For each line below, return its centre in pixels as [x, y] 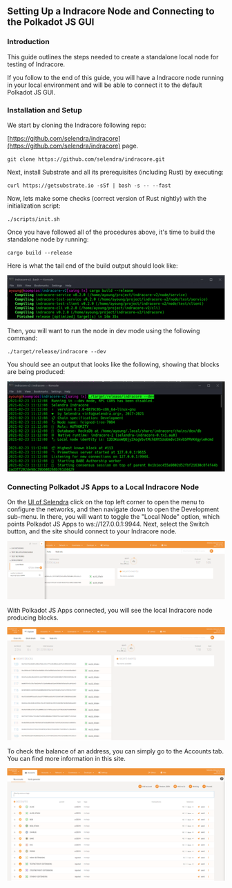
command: [22, 338]
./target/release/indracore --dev [57, 351]
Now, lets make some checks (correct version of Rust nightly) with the [107, 198]
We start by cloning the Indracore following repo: [77, 125]
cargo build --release [40, 253]
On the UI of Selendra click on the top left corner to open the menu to [106, 502]
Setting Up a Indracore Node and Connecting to [111, 11]
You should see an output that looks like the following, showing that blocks [113, 364]
